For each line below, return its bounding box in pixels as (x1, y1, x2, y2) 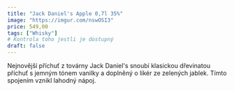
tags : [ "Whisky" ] (7, 29, 58, 37)
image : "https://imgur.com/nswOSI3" (7, 17, 114, 24)
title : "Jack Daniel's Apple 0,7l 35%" (7, 10, 124, 17)
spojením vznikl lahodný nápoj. (7, 76, 96, 84)
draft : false (7, 42, 45, 49)
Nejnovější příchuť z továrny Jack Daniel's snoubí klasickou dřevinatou (7, 62, 211, 69)
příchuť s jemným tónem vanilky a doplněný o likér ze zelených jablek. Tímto (7, 69, 227, 77)
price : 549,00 (7, 23, 49, 30)
